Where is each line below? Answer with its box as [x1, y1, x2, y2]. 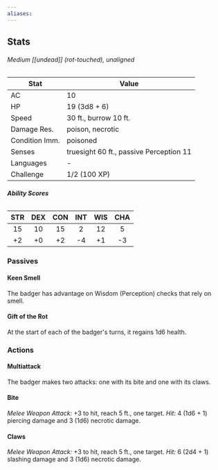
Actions [7, 345, 35, 355]
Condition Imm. [10, 136, 60, 146]
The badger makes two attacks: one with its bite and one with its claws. [7, 378, 211, 386]
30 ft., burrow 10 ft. [66, 113, 130, 123]
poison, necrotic [66, 124, 120, 134]
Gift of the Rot [7, 312, 48, 321]
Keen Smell [7, 274, 41, 282]
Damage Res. [10, 124, 54, 134]
